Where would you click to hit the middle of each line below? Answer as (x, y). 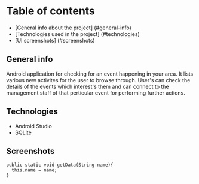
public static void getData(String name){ (60, 165)
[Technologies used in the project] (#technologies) (77, 34)
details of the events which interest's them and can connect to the (88, 86)
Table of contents (51, 11)
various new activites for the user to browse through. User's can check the (98, 80)
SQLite (23, 132)
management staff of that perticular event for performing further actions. (96, 93)
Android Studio (33, 126)
